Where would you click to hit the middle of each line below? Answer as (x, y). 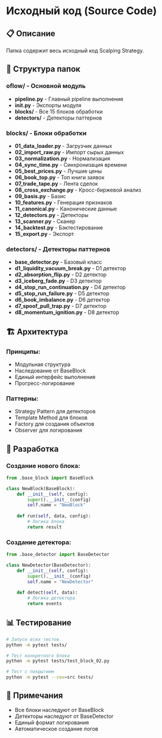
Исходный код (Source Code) (82, 11)
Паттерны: (22, 399)
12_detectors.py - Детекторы (51, 215)
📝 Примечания (35, 696)
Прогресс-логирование (45, 383)
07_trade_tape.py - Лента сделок (56, 183)
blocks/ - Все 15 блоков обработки (59, 111)
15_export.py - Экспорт (44, 234)
